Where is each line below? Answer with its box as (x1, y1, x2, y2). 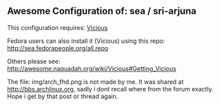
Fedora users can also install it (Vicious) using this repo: (7, 37, 165, 45)
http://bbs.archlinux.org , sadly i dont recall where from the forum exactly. (7, 85, 214, 93)
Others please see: (7, 57, 60, 65)
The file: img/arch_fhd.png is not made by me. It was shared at (7, 78, 184, 86)
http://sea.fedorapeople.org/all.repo (7, 44, 108, 52)
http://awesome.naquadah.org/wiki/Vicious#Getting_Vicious (7, 64, 177, 72)
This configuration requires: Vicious (7, 23, 108, 31)
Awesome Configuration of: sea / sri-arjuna (7, 5, 197, 17)
